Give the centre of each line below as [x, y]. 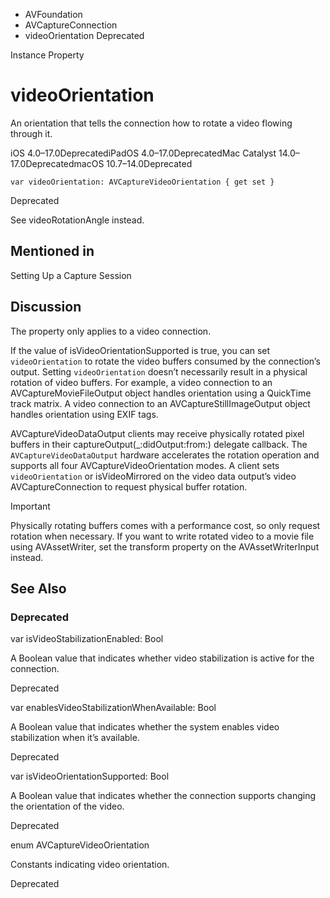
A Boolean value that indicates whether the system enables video [145, 727]
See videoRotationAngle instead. [77, 220]
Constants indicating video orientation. [90, 865]
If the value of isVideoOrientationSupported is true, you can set [140, 350]
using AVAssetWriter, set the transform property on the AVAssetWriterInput [165, 546]
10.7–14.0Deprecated [149, 163]
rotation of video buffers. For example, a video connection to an [141, 382]
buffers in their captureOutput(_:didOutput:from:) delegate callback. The [159, 444]
